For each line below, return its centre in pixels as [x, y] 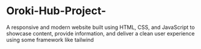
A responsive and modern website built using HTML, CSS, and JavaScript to [100, 27]
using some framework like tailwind [50, 40]
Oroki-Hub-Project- [56, 11]
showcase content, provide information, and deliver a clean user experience [100, 33]
